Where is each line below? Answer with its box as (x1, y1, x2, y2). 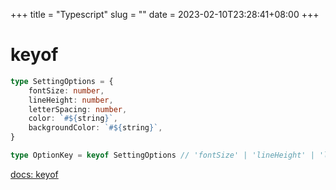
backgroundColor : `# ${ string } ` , (28, 123, 163, 133)
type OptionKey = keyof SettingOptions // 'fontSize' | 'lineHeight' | (10, 150, 315, 161)
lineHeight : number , (28, 95, 114, 105)
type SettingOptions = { (10, 76, 114, 86)
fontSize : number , (28, 85, 105, 96)
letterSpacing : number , (28, 104, 128, 114)
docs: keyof (10, 168, 59, 180)
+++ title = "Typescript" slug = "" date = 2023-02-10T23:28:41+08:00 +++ (10, 9, 320, 20)
